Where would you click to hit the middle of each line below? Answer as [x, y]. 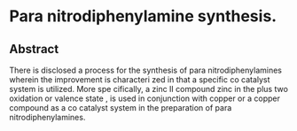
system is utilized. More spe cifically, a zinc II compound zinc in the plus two [148, 89]
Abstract [34, 49]
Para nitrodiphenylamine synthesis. [143, 16]
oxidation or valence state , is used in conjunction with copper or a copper [145, 98]
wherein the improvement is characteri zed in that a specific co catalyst [140, 80]
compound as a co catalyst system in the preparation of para [121, 108]
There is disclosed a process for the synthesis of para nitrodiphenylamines [145, 70]
